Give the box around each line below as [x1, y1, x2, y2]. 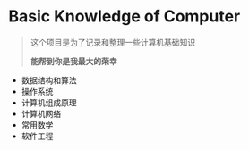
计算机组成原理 [21, 96, 77, 108]
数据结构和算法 [21, 74, 77, 86]
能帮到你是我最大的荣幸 [30, 55, 117, 66]
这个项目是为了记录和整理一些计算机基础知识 [30, 37, 196, 47]
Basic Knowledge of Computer [8, 6, 241, 27]
